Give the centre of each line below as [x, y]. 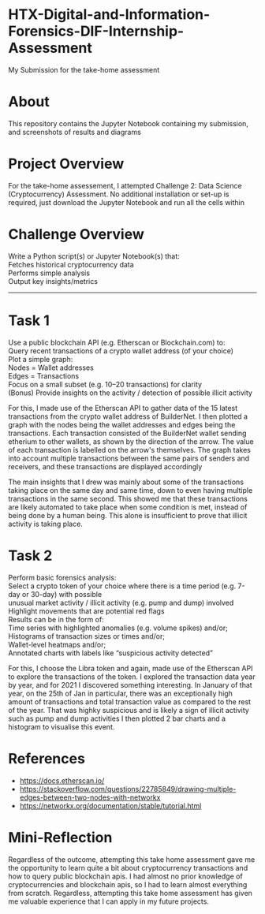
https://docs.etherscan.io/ [62, 780]
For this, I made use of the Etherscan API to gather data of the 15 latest [123, 408]
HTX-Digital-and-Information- [109, 15]
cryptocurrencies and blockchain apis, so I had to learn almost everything [128, 884]
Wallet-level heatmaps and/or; [57, 644]
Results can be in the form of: [56, 619]
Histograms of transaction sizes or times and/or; [87, 636]
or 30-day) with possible [62, 594]
